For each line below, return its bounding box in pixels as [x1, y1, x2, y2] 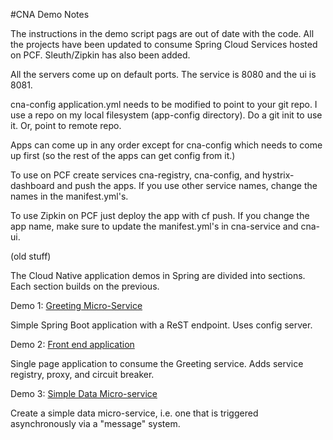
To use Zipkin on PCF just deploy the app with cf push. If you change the [10, 210, 310, 221]
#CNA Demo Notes [10, 9, 90, 20]
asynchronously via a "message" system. [10, 418, 181, 429]
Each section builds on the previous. [10, 280, 160, 292]
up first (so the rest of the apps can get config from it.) [10, 150, 236, 161]
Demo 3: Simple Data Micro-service [10, 388, 158, 399]
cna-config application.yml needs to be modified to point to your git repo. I [10, 99, 318, 110]
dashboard [10, 180, 55, 191]
